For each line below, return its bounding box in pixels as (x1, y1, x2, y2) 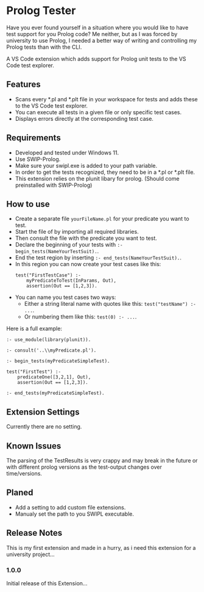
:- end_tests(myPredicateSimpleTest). (6, 390, 105, 397)
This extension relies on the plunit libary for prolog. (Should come (15, 175, 180, 182)
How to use (6, 199, 50, 209)
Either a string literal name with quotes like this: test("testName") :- (24, 300, 197, 308)
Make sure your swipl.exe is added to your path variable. (15, 162, 158, 169)
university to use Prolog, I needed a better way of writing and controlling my (6, 37, 197, 44)
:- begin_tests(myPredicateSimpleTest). (6, 358, 111, 364)
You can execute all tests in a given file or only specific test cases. (15, 108, 181, 116)
